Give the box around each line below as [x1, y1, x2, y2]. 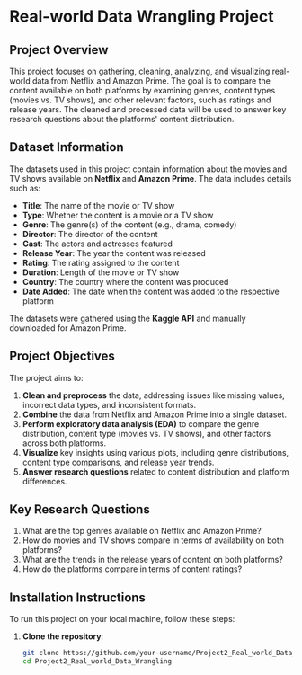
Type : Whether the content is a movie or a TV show [22, 209, 214, 220]
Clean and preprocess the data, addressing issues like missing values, [22, 389, 285, 401]
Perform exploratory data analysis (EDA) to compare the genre [22, 418, 260, 429]
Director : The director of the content [22, 228, 159, 239]
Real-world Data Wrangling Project [9, 6, 274, 27]
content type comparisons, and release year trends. [22, 457, 215, 467]
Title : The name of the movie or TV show [22, 200, 175, 210]
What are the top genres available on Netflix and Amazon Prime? [22, 526, 262, 537]
